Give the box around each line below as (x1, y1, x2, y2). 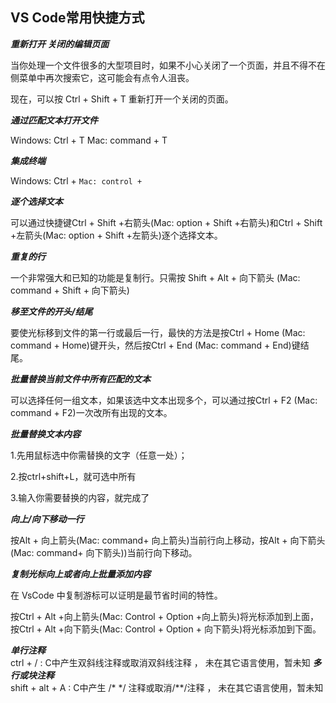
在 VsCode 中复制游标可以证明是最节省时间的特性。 (10, 589, 223, 601)
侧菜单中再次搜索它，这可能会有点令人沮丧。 (10, 71, 195, 83)
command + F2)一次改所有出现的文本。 (10, 406, 173, 418)
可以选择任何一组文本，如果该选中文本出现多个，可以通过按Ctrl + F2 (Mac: (10, 394, 318, 406)
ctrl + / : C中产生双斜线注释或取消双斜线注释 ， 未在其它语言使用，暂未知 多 (10, 656, 322, 668)
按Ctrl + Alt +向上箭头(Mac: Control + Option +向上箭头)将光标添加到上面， (10, 610, 320, 622)
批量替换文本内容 (10, 428, 81, 440)
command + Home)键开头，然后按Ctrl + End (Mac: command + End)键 (10, 339, 301, 351)
